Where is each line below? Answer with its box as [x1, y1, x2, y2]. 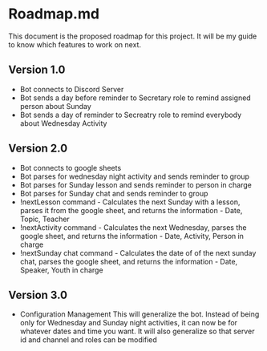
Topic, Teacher [19, 214, 70, 224]
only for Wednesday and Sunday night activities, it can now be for [19, 318, 238, 328]
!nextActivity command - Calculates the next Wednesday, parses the [19, 222, 247, 232]
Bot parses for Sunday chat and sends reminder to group [19, 188, 208, 198]
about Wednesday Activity [19, 118, 107, 128]
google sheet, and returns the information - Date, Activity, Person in [19, 231, 245, 240]
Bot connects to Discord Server [19, 84, 124, 94]
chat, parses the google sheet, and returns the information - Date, [19, 256, 238, 266]
